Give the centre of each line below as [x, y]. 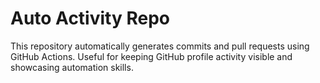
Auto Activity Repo [90, 18]
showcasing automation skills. [72, 67]
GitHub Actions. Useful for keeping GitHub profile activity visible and [151, 56]
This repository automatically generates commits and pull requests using [160, 46]
